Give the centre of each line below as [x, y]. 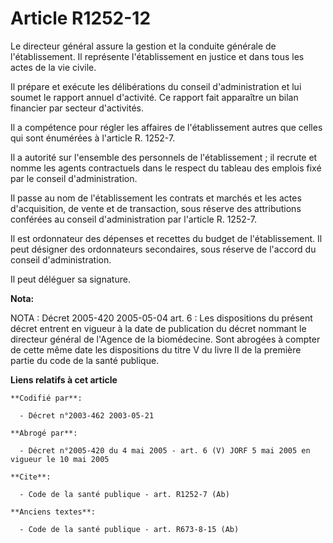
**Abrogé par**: [44, 433]
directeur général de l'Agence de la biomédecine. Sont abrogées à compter [165, 339]
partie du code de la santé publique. [85, 360]
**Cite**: [31, 477]
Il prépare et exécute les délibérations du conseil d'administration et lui [156, 86]
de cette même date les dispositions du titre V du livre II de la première [156, 349]
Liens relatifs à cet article [64, 379]
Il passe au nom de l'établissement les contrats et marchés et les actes [156, 198]
